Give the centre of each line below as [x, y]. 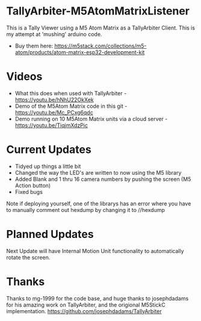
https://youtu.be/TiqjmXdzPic [51, 125]
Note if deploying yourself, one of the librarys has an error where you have [99, 204]
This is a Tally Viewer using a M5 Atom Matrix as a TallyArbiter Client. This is [101, 28]
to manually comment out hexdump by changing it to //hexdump [86, 210]
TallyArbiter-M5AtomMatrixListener [98, 11]
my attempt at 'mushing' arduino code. [54, 34]
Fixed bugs [29, 192]
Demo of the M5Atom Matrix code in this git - [71, 106]
